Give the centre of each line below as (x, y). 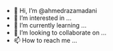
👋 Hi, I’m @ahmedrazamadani (55, 11)
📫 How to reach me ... (45, 40)
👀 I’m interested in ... (42, 18)
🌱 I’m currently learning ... (50, 25)
